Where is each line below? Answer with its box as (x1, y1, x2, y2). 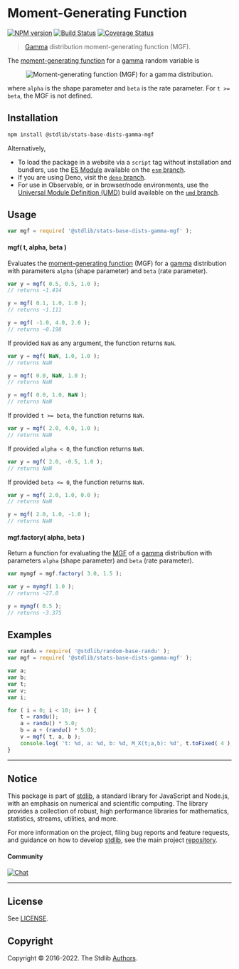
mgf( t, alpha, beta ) (7, 242, 67, 251)
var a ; (7, 667, 27, 675)
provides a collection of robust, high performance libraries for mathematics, (7, 807, 230, 816)
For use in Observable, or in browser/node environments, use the (17, 180, 209, 189)
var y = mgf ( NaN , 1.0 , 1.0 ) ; (7, 352, 100, 359)
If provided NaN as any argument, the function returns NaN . (7, 339, 176, 347)
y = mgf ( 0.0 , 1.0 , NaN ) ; (7, 391, 87, 399)
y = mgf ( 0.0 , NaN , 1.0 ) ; (7, 372, 87, 379)
